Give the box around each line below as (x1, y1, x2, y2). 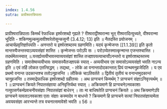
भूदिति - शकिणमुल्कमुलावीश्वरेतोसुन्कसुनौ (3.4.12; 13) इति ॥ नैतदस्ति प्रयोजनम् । (5, 36, 137, 42)
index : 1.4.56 (5, 7, 35, 13)
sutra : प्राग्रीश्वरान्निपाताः (5, 12, 42, 17)
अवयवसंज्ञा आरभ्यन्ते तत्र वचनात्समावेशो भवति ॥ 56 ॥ (5, 98, 92, 104)
